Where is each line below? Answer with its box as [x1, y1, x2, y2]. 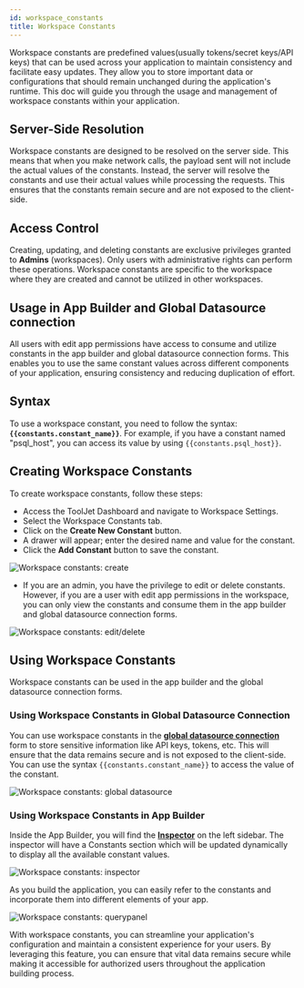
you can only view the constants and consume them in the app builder [22, 598, 287, 610]
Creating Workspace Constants [9, 463, 193, 479]
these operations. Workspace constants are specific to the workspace [9, 264, 273, 275]
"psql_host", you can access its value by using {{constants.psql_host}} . [9, 437, 282, 448]
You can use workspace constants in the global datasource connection [9, 729, 280, 740]
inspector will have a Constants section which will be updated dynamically [9, 839, 289, 850]
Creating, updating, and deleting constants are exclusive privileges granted [9, 245, 291, 256]
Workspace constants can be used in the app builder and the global [9, 677, 264, 688]
